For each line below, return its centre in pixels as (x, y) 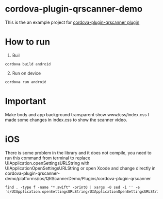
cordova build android (28, 64)
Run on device (26, 73)
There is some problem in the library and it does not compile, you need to (78, 153)
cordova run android (26, 82)
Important (25, 101)
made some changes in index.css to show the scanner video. (66, 120)
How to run (28, 42)
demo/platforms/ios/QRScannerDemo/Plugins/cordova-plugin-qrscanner (78, 178)
